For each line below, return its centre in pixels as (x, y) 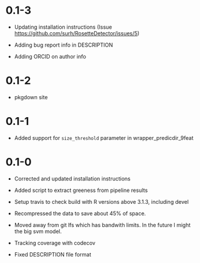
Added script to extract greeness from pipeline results (81, 190)
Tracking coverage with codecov (55, 243)
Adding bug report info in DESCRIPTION (63, 45)
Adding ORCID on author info (50, 56)
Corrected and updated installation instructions (72, 178)
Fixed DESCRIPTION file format (53, 254)
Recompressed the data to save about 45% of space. (80, 213)
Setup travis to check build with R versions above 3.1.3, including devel (101, 201)
